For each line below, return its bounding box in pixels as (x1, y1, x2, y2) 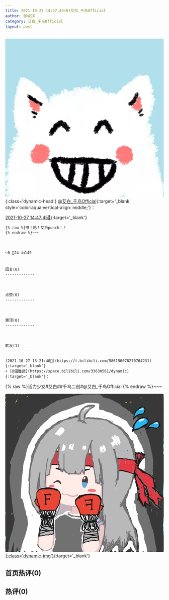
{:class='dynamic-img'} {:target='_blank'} (5, 553, 91, 559)
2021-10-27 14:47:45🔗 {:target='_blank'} (5, 215, 87, 221)
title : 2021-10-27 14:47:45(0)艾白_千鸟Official (5, 8, 106, 13)
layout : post (5, 24, 33, 29)
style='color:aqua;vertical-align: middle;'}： (5, 205, 96, 211)
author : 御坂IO (5, 13, 36, 19)
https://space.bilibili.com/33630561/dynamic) (30, 369, 129, 374)
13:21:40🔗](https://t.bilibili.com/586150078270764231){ (32, 358, 152, 364)
